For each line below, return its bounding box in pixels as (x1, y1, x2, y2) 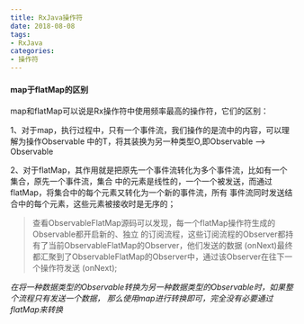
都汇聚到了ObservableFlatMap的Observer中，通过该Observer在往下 (31, 251, 285, 262)
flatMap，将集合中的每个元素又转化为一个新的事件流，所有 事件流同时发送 (10, 187, 286, 198)
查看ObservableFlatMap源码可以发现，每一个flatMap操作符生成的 (31, 218, 276, 229)
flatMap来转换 (10, 304, 64, 315)
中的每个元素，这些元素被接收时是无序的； (17, 199, 176, 210)
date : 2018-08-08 (10, 22, 76, 31)
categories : (10, 47, 55, 56)
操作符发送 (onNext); (40, 263, 118, 274)
